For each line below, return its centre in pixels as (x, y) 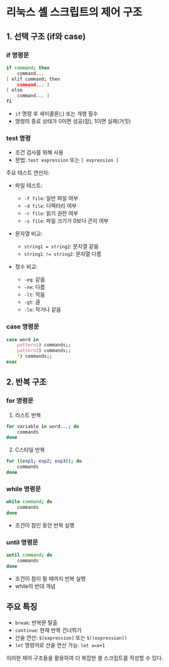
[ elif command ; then (33, 79)
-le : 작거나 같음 (42, 310)
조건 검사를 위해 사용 (39, 152)
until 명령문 (22, 542)
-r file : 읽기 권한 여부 (51, 214)
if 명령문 (17, 55)
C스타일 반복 (30, 450)
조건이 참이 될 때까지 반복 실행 (50, 579)
